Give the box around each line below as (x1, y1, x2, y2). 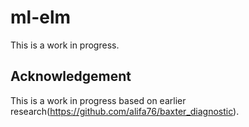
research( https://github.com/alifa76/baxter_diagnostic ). (10, 105, 240, 117)
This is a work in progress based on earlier (10, 94, 187, 106)
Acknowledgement (10, 68, 132, 85)
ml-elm (10, 6, 72, 29)
